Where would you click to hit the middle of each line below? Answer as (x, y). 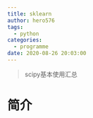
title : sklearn (30, 14)
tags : (15, 27)
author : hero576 (31, 20)
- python (26, 34)
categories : (25, 40)
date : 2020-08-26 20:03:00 (47, 54)
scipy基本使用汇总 (51, 74)
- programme (31, 47)
